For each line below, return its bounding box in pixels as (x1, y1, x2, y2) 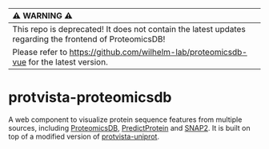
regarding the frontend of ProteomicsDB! (12, 33, 166, 45)
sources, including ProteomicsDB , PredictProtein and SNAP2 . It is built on (8, 123, 251, 132)
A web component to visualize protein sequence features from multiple (8, 115, 243, 124)
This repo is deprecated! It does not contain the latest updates (12, 24, 246, 34)
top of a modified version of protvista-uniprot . (8, 131, 160, 141)
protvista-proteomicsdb (8, 88, 172, 107)
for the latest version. (28, 57, 108, 67)
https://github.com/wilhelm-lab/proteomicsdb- (69, 47, 248, 57)
